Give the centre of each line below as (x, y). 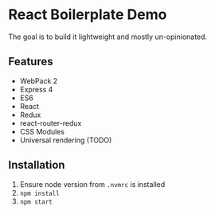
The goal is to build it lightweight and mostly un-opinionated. (108, 37)
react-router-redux (51, 123)
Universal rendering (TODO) (66, 140)
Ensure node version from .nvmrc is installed (92, 184)
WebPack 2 (39, 80)
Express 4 (36, 89)
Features (31, 62)
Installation (37, 165)
